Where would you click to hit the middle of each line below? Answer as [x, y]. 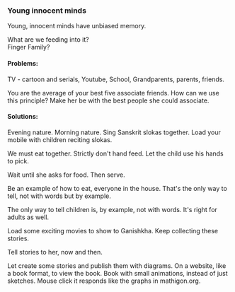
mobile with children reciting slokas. [60, 139]
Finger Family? [29, 47]
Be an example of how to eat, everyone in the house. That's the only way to [117, 188]
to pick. [18, 160]
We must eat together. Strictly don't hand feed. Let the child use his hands [116, 153]
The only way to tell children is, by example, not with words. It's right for [113, 209]
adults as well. [28, 217]
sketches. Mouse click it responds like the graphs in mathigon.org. [104, 281]
